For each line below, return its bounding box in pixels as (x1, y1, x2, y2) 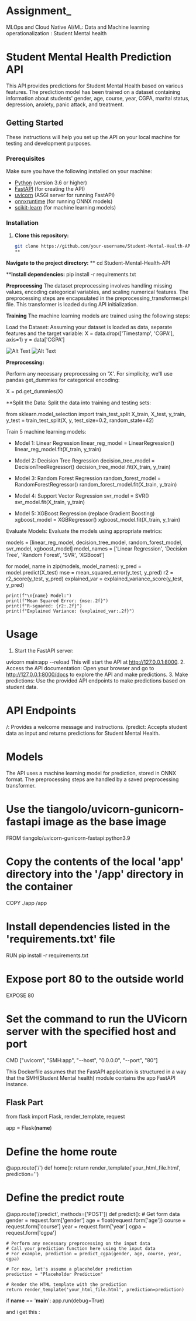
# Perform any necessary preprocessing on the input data (6, 1241, 150, 1246)
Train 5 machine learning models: (6, 428, 87, 435)
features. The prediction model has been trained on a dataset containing (6, 88, 180, 95)
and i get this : (6, 1309, 40, 1316)
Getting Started (6, 118, 64, 128)
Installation (6, 218, 39, 227)
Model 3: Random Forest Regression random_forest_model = (14, 475, 161, 482)
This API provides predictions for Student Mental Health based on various (6, 82, 184, 89)
